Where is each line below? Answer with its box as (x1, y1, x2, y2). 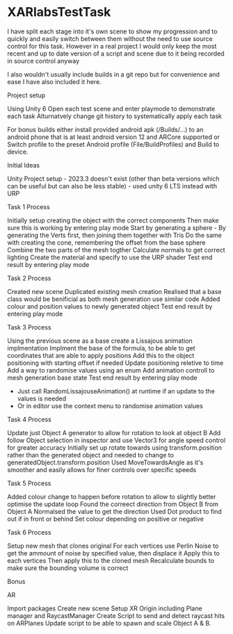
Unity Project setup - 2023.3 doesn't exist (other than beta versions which (7, 174, 220, 183)
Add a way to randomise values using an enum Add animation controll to (7, 366, 215, 374)
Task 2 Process (7, 274, 51, 282)
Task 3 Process (7, 323, 51, 331)
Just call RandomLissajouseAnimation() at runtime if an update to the (17, 387, 216, 395)
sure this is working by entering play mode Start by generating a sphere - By (7, 223, 226, 231)
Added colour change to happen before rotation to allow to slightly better (7, 492, 217, 501)
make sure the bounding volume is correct (7, 564, 129, 572)
